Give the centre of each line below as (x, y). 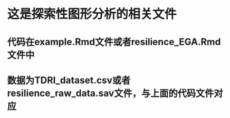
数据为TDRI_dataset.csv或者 (69, 80)
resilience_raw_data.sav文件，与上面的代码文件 (111, 93)
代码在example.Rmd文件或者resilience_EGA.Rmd (114, 42)
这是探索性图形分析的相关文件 (92, 14)
